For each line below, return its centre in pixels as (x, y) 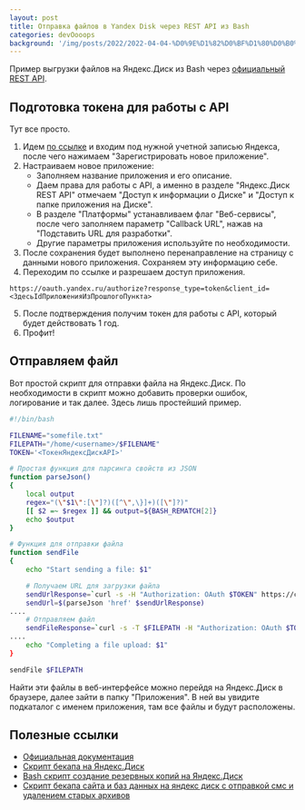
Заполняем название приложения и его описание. (134, 176)
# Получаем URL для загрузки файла (93, 586)
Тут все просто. (40, 129)
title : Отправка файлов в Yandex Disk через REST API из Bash (129, 26)
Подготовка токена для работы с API (119, 107)
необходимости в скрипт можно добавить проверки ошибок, (128, 392)
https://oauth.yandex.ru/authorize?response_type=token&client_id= (140, 289)
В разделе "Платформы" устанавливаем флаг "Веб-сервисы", (156, 214)
